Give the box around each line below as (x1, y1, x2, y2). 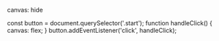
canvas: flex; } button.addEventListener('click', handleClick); (7, 27, 177, 34)
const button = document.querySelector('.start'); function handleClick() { (7, 19, 213, 27)
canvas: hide (7, 6, 43, 14)
